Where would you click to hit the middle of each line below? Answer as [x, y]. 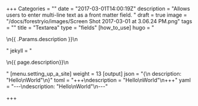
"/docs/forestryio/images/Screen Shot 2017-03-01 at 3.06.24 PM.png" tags [99, 21]
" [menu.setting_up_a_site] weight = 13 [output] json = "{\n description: [94, 74]
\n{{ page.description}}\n [37, 62]
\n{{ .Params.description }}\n [42, 39]
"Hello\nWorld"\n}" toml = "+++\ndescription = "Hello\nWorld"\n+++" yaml [98, 80]
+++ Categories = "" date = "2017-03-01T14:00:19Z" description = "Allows [98, 9]
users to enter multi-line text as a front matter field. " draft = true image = [97, 15]
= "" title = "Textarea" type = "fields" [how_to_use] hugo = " [80, 27]
